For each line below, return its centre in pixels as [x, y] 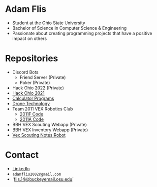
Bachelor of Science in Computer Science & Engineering [69, 28]
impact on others [30, 38]
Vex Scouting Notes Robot [39, 135]
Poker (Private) [35, 82]
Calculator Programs [33, 98]
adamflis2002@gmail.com [37, 174]
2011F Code [31, 114]
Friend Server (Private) [43, 77]
